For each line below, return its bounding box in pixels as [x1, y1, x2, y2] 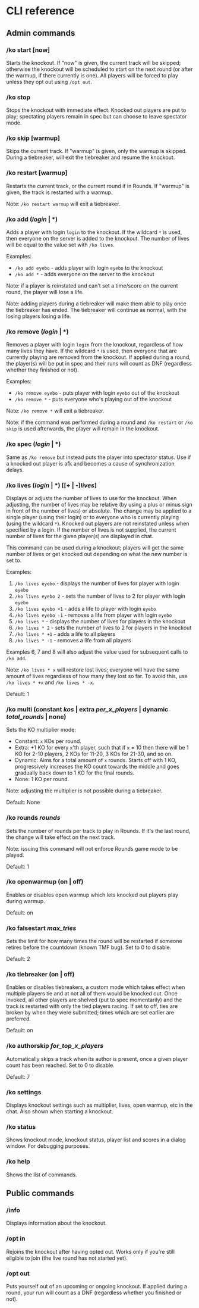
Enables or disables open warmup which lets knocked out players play [6, 891, 179, 898]
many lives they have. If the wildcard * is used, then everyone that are [6, 347, 177, 355]
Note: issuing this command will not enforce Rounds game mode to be [6, 845, 178, 852]
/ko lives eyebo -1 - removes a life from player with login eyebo [14, 611, 172, 619]
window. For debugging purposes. [6, 1142, 90, 1150]
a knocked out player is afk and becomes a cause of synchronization [6, 460, 175, 467]
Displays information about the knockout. [6, 1219, 107, 1227]
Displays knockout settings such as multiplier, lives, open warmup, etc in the [6, 1101, 193, 1109]
